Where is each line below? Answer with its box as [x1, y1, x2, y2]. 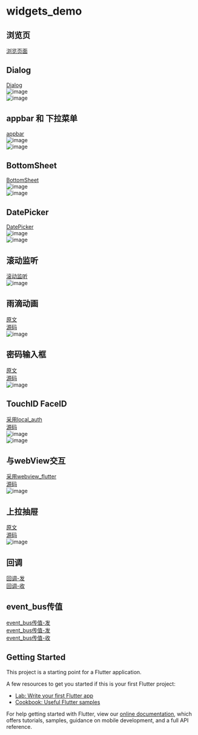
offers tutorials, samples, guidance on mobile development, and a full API [6, 716, 189, 724]
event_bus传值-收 [6, 634, 51, 641]
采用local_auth [6, 415, 42, 423]
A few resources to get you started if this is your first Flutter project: [6, 680, 176, 688]
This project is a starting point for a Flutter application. [6, 668, 142, 675]
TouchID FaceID [6, 399, 67, 409]
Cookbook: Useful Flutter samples [15, 698, 101, 706]
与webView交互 [6, 455, 66, 466]
